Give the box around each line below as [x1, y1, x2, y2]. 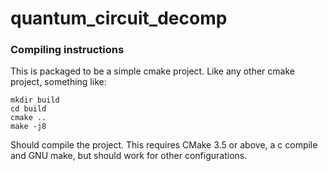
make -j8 [10, 122, 47, 132]
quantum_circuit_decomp [10, 7, 228, 30]
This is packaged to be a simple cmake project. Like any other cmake [10, 65, 295, 77]
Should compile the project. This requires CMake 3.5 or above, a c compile [10, 139, 318, 151]
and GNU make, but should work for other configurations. [10, 150, 248, 162]
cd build [10, 104, 47, 114]
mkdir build [10, 95, 60, 106]
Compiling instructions [10, 43, 125, 57]
